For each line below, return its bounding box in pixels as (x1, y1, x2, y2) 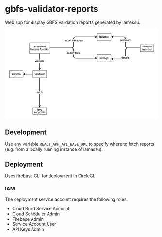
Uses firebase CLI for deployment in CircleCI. (5, 173, 96, 179)
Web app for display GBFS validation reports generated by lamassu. (5, 19, 141, 25)
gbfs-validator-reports (5, 3, 98, 15)
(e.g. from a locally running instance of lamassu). (5, 146, 103, 152)
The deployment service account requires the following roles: (5, 196, 128, 202)
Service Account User (12, 221, 57, 227)
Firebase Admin (12, 216, 44, 221)
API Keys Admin (12, 226, 45, 232)
